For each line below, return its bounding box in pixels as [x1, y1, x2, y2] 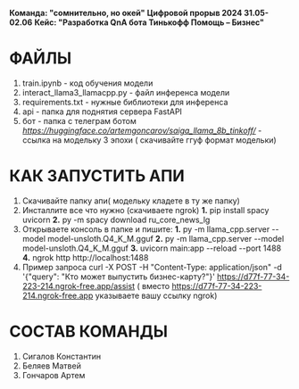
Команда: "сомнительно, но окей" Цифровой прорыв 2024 [9, 8, 243, 18]
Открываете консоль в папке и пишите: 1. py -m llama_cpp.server [21, 223, 270, 235]
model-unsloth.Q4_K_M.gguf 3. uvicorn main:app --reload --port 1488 [21, 243, 282, 253]
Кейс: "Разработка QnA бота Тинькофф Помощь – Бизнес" [34, 17, 265, 28]
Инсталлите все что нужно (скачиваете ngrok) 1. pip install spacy [21, 204, 270, 215]
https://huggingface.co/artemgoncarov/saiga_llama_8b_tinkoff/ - [21, 125, 262, 136]
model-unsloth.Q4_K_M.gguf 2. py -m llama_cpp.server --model [47, 233, 285, 244]
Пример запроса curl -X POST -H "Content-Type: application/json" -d [21, 261, 283, 272]
